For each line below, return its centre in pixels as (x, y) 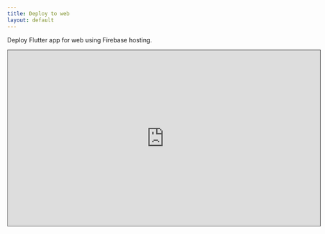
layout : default (31, 20)
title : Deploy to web (39, 14)
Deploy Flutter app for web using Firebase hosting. (80, 40)
